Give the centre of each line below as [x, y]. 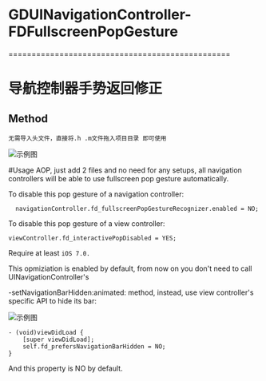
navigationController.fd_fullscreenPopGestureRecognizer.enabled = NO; [137, 208]
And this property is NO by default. [66, 368]
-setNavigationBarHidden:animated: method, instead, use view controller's [131, 292]
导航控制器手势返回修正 [85, 89]
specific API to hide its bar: [53, 300]
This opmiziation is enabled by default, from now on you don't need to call [130, 268]
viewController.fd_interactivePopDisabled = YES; [93, 238]
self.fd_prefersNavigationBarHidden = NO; [94, 346]
